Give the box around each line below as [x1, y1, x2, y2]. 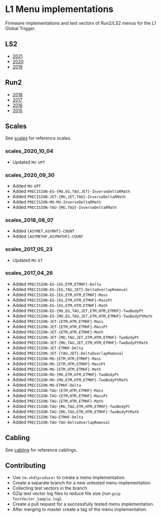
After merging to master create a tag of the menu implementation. [12, 506, 148, 512]
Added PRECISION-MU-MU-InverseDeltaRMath [12, 198, 101, 204]
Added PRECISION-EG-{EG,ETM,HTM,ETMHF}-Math [12, 302, 108, 308]
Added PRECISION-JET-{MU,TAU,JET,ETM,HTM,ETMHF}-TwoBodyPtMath [12, 339, 148, 345]
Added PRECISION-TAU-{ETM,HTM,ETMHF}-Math [12, 397, 104, 403]
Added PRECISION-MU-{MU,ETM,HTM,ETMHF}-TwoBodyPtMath [12, 376, 128, 382]
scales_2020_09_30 [5, 171, 55, 178]
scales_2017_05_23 [5, 246, 53, 253]
